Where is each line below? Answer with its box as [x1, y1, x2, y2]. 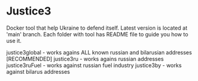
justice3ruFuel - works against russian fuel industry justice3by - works [6, 62, 182, 69]
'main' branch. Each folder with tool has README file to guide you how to [6, 30, 188, 37]
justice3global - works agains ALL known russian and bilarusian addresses [6, 48, 192, 56]
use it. [6, 37, 22, 44]
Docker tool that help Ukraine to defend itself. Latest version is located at [6, 24, 188, 31]
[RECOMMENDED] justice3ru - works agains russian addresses [6, 55, 164, 62]
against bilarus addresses [6, 68, 71, 75]
